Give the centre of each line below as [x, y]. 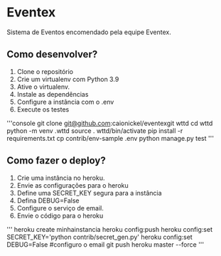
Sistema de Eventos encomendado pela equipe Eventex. [89, 32]
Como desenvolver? [52, 54]
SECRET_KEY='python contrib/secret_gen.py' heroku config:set [99, 237]
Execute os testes [43, 109]
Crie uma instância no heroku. [61, 178]
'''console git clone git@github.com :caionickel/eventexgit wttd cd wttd [110, 123]
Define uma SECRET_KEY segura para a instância [89, 193]
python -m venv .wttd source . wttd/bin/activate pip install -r [95, 130]
